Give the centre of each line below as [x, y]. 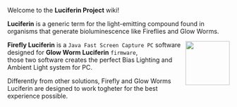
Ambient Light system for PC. [50, 67]
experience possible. [38, 96]
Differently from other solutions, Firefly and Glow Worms [89, 81]
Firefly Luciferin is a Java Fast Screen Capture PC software [94, 45]
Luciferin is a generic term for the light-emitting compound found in [106, 24]
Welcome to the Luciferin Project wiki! [63, 10]
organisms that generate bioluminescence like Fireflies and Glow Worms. [113, 31]
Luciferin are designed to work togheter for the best [83, 88]
